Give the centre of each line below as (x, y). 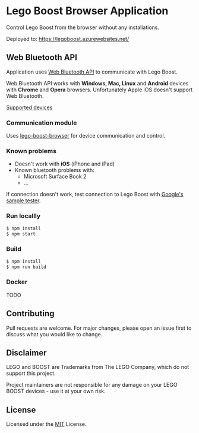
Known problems (31, 151)
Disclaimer (26, 353)
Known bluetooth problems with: (55, 170)
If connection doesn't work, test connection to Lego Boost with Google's (95, 195)
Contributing (30, 313)
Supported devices (29, 107)
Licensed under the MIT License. (46, 424)
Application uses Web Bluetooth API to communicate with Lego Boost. (92, 72)
